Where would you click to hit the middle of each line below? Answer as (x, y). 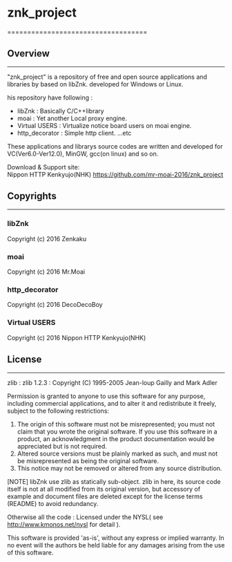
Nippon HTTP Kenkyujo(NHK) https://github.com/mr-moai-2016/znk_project (115, 174)
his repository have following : (50, 97)
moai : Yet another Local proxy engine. (72, 118)
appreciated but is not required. (62, 446)
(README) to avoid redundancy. (53, 503)
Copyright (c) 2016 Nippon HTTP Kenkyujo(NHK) (77, 337)
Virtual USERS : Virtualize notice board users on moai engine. (104, 125)
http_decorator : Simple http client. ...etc (74, 133)
